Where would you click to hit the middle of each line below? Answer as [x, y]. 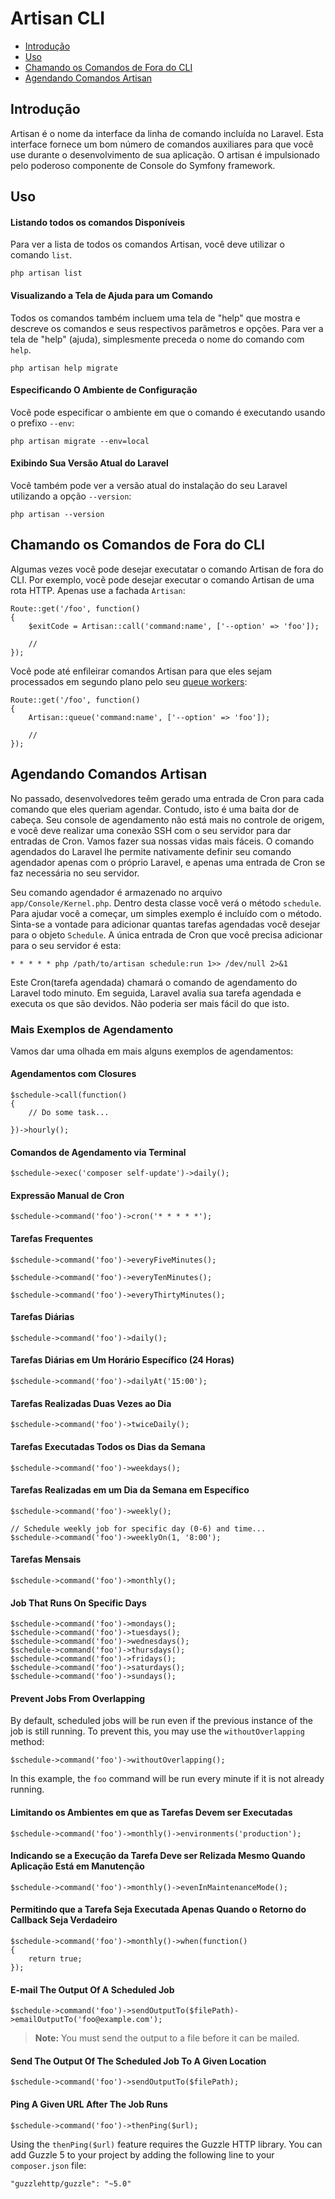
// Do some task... [69, 1113]
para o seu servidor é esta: [66, 945]
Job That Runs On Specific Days [78, 1603]
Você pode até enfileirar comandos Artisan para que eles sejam [141, 671]
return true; [55, 1958]
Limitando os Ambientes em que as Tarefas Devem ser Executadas [151, 1812]
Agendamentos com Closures [73, 1074]
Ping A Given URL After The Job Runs [89, 2104]
